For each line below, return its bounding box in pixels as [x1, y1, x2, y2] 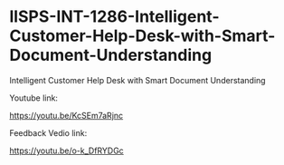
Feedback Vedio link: [9, 127, 88, 138]
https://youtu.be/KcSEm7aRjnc [9, 110, 124, 121]
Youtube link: [9, 92, 59, 103]
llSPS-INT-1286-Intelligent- [9, 6, 220, 27]
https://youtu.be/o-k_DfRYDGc [9, 145, 124, 156]
